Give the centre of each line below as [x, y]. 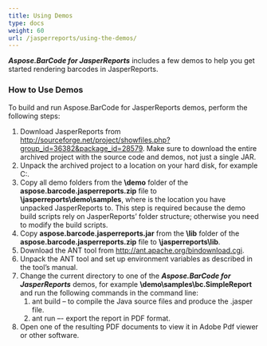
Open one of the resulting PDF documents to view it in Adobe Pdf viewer [139, 326]
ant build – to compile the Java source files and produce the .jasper [142, 301]
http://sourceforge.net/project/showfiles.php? [95, 140]
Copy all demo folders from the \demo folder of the [104, 182]
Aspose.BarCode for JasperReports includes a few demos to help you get [132, 61]
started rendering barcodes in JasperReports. [83, 70]
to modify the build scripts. [64, 225]
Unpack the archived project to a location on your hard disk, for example [139, 165]
